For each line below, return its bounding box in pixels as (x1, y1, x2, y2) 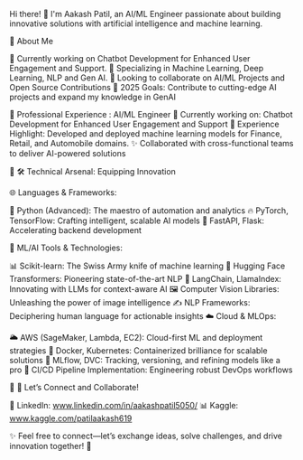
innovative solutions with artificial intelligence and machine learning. (9, 18, 263, 29)
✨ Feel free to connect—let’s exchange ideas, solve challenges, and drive (9, 430, 282, 441)
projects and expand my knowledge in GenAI (9, 91, 176, 102)
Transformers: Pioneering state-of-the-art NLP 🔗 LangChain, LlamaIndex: (9, 274, 282, 284)
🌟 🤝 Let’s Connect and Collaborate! (9, 382, 140, 392)
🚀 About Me (9, 36, 54, 46)
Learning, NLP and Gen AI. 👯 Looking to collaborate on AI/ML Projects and (9, 72, 286, 83)
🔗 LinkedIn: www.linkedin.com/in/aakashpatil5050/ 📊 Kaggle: (9, 400, 239, 410)
